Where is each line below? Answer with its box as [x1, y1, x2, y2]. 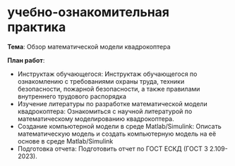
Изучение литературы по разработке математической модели [17, 99, 207, 108]
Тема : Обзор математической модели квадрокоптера [7, 42, 171, 51]
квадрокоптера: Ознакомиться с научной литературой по [17, 107, 193, 115]
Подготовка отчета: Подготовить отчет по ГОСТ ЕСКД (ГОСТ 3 [17, 144, 208, 153]
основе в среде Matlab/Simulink [17, 136, 114, 145]
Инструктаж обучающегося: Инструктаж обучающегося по [17, 70, 198, 78]
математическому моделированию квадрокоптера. [17, 114, 174, 123]
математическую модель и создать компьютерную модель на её [17, 129, 217, 138]
